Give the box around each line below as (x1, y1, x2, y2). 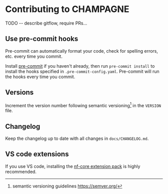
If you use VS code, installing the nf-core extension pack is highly (5, 163, 140, 169)
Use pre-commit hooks (5, 35, 78, 43)
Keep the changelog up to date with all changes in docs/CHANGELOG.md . (5, 135, 149, 141)
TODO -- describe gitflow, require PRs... (5, 20, 87, 26)
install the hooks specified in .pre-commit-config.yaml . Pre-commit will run (5, 68, 160, 74)
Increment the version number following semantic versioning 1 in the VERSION (5, 101, 161, 108)
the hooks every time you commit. (5, 74, 75, 80)
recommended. (5, 168, 36, 174)
